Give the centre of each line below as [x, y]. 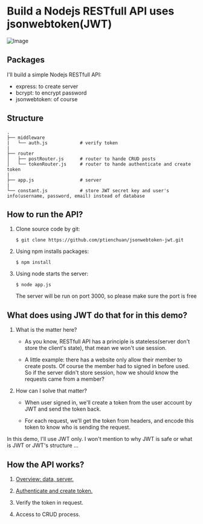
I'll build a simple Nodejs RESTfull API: [54, 75]
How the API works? [46, 464]
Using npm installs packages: [52, 251]
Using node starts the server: [52, 274]
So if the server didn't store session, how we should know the [101, 373]
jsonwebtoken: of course [47, 99]
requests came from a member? [64, 379]
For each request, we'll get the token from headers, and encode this [109, 421]
